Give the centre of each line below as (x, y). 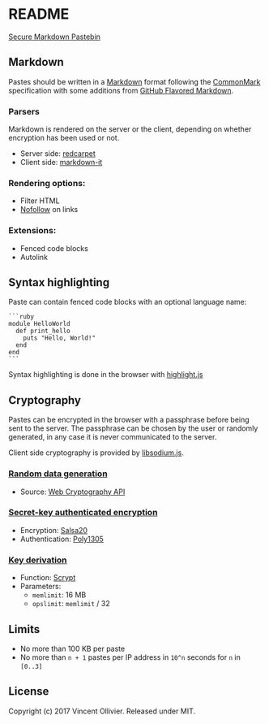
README (39, 14)
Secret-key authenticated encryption (83, 513)
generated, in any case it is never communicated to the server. (113, 437)
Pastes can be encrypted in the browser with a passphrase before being (129, 420)
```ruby (21, 317)
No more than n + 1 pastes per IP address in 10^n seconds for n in (130, 657)
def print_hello (43, 331)
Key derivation (38, 560)
